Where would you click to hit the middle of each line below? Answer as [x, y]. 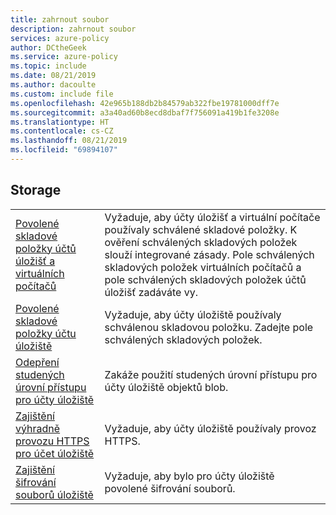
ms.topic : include [48, 66]
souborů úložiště [54, 494]
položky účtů [46, 248]
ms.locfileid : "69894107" [64, 150]
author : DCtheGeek [48, 47]
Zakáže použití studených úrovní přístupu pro [211, 374]
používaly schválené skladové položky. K [201, 229]
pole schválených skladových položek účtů [205, 279]
